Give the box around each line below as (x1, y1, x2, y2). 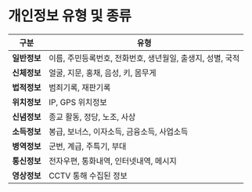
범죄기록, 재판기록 (48, 82, 111, 92)
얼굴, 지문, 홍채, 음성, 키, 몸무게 (48, 67, 157, 78)
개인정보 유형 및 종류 (8, 7, 131, 25)
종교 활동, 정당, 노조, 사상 (48, 111, 136, 122)
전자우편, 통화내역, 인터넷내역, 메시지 (48, 155, 178, 166)
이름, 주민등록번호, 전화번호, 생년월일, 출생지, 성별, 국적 (48, 53, 240, 63)
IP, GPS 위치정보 (48, 96, 107, 107)
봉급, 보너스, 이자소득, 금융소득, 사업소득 (48, 126, 189, 137)
